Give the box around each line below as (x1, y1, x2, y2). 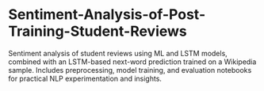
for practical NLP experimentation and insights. (8, 74, 163, 83)
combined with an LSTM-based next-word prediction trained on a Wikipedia (8, 57, 257, 66)
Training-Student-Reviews (8, 22, 188, 40)
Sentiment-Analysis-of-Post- (8, 6, 206, 24)
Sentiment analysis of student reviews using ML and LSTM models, (8, 48, 228, 58)
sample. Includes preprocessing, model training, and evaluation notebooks (8, 65, 252, 74)
